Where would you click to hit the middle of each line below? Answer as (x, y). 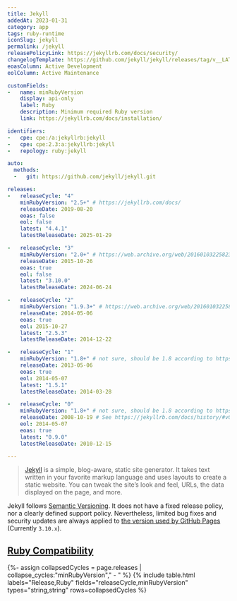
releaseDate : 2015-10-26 (56, 261)
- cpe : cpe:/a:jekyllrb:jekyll (56, 138)
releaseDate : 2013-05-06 (56, 365)
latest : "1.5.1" (44, 385)
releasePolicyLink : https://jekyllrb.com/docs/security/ (93, 54)
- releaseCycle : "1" (41, 352)
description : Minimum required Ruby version (86, 112)
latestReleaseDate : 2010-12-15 (66, 444)
